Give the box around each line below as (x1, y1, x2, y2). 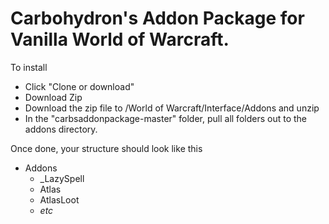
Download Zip (24, 91, 83, 103)
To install (10, 61, 48, 73)
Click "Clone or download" (24, 80, 135, 92)
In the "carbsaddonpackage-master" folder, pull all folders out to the (24, 112, 307, 124)
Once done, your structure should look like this (10, 142, 203, 154)
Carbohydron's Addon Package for (10, 7, 305, 30)
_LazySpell (39, 172, 85, 184)
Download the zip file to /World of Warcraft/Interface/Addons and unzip (24, 102, 320, 114)
